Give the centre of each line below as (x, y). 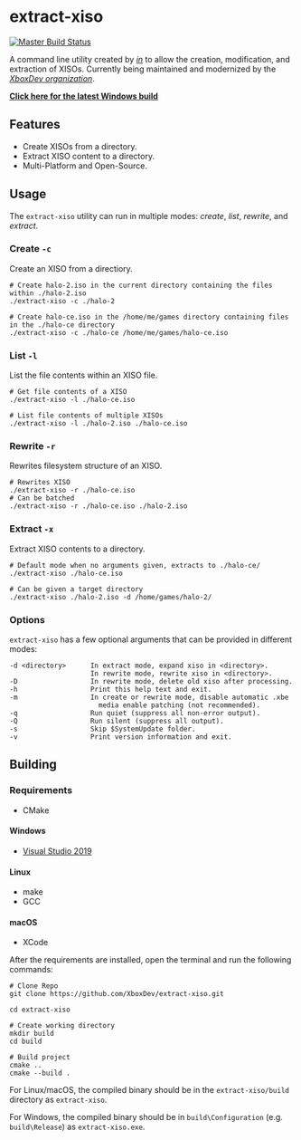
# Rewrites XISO (40, 483)
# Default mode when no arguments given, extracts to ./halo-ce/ (135, 565)
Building (33, 765)
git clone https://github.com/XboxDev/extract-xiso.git (117, 994)
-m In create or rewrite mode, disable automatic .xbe (149, 698)
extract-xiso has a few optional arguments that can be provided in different (150, 639)
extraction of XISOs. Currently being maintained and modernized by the (143, 69)
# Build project (40, 1058)
